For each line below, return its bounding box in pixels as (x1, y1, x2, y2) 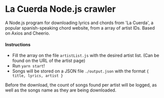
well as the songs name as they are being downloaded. (5, 87, 116, 93)
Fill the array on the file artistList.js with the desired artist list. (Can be (12, 53, 160, 59)
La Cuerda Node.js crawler (5, 3, 116, 15)
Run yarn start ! (12, 63, 45, 69)
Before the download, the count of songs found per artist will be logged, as (5, 82, 157, 88)
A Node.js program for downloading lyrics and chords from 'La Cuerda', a (5, 20, 154, 26)
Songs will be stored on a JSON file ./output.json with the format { (12, 68, 149, 74)
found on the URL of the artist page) (12, 58, 85, 64)
